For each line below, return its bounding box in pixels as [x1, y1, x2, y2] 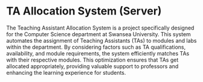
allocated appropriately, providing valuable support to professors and [6, 62, 179, 70]
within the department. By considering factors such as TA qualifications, [6, 43, 186, 51]
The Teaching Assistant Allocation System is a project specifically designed [6, 24, 195, 31]
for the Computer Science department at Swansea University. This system [6, 30, 192, 37]
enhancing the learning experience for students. [6, 69, 126, 76]
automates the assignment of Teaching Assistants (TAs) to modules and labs [6, 37, 198, 44]
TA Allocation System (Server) [6, 4, 162, 18]
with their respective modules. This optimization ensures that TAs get [6, 56, 179, 63]
